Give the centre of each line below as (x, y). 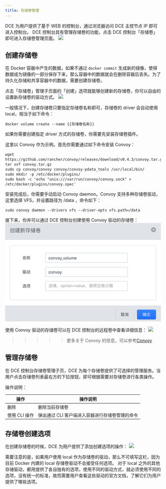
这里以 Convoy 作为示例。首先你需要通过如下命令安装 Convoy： (70, 145)
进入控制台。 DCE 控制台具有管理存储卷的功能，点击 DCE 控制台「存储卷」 (82, 32)
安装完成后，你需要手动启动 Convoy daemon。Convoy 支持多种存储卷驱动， (83, 194)
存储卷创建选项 (28, 434)
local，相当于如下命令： (30, 114)
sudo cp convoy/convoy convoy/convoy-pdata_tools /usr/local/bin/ (75, 169)
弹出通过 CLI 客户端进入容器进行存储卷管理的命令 (88, 415)
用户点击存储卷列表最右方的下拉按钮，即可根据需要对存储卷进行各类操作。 (81, 377)
